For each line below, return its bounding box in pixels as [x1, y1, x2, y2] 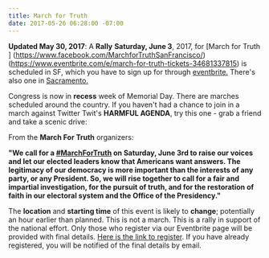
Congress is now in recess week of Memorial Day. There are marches [8, 91, 239, 100]
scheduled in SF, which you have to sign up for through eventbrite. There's [8, 67, 255, 76]
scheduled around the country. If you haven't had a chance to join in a [8, 100, 240, 109]
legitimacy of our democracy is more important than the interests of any [8, 165, 254, 174]
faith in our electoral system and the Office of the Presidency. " [8, 190, 221, 200]
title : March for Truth [8, 11, 88, 20]
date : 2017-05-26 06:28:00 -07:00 [8, 19, 124, 27]
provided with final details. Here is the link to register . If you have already [8, 231, 250, 241]
